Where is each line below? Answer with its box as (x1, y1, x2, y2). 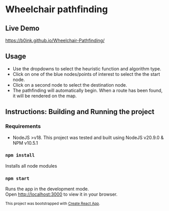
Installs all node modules (5, 163, 58, 169)
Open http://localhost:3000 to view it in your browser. (5, 191, 118, 197)
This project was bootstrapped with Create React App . (5, 201, 100, 206)
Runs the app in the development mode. (5, 186, 89, 192)
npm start (5, 175, 30, 181)
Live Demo (5, 24, 40, 33)
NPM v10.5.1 (12, 140, 38, 146)
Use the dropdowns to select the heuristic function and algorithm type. (12, 65, 161, 72)
